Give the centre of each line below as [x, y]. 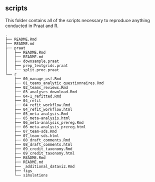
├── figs [23, 171]
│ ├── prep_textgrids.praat [37, 65]
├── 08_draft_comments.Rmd [42, 140]
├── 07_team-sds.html [36, 136]
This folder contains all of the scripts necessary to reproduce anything [77, 20]
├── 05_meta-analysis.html [42, 118]
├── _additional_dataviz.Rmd [44, 166]
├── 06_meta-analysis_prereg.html [50, 127]
